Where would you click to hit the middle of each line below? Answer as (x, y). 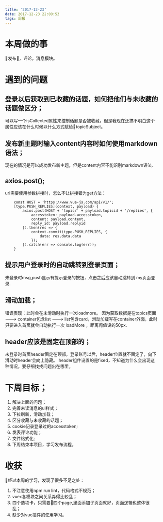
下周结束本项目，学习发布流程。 (44, 444)
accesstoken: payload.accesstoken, (67, 215)
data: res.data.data (60, 236)
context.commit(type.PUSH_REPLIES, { (69, 232)
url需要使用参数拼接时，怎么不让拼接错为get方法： (56, 193)
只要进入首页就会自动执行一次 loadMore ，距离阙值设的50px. (66, 325)
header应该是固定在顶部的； (48, 341)
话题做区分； (24, 108)
